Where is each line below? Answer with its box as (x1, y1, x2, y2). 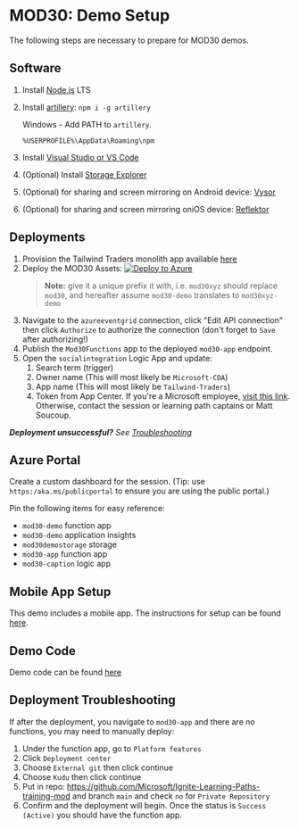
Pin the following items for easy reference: (9, 503, 165, 514)
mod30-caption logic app (21, 559, 112, 569)
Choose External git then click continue (21, 762, 174, 773)
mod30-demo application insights (21, 530, 137, 541)
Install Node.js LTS (21, 84, 91, 95)
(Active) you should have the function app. (21, 809, 183, 820)
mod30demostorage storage (21, 539, 118, 550)
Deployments (9, 229, 86, 245)
